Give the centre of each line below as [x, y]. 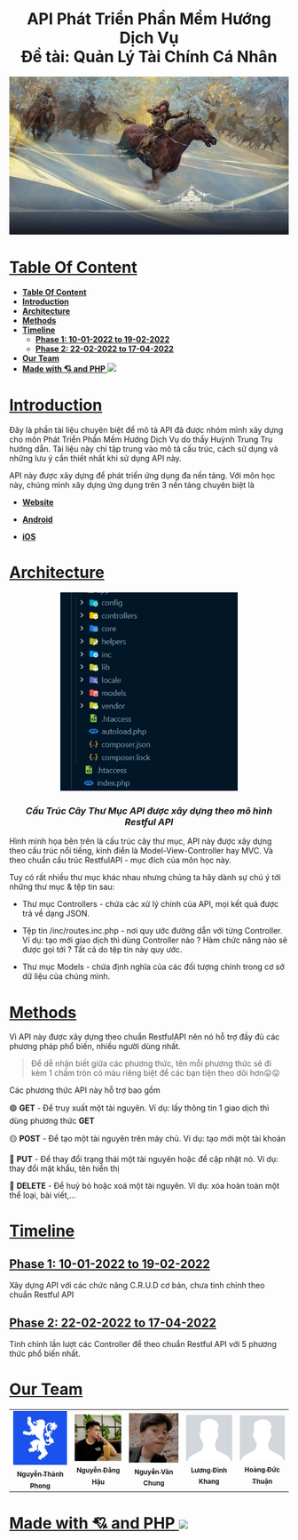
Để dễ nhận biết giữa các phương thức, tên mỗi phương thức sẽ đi [151, 1063]
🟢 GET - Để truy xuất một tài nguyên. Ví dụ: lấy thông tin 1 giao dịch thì [139, 1108]
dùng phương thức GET [52, 1121]
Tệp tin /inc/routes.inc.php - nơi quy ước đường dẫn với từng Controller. [152, 931]
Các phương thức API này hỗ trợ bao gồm [85, 1090]
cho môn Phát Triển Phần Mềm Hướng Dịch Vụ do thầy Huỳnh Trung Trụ [141, 439]
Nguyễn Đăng [98, 1471]
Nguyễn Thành [40, 1474]
